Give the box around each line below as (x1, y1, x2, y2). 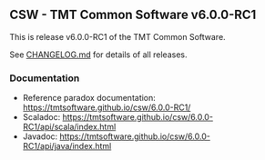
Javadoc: (22, 131, 58, 142)
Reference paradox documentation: (22, 93, 157, 104)
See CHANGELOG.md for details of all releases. (9, 49, 188, 60)
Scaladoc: (22, 112, 61, 123)
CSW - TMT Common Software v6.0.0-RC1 (9, 7, 257, 23)
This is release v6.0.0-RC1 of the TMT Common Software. (9, 31, 226, 42)
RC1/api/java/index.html (22, 141, 112, 152)
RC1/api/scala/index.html (22, 122, 117, 133)
